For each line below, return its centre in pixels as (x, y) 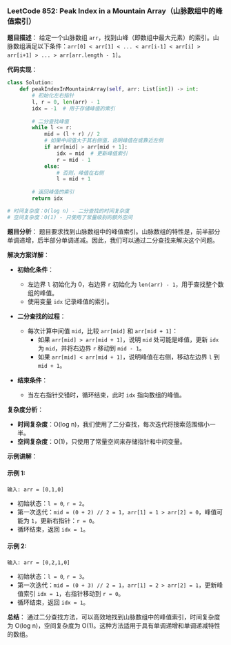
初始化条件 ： (35, 269)
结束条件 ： (32, 380)
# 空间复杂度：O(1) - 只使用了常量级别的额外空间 (70, 217)
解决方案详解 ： (28, 254)
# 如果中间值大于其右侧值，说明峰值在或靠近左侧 (103, 141)
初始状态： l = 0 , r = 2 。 (52, 503)
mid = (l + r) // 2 (72, 134)
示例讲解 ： (22, 456)
